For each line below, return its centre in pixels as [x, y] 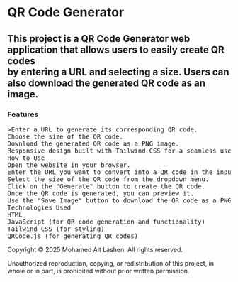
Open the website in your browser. [69, 165]
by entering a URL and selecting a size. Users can [118, 72]
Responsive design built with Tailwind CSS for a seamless [112, 151]
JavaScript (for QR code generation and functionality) [106, 222]
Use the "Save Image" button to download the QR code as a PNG [119, 200]
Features [23, 114]
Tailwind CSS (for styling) [56, 229]
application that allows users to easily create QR [116, 49]
